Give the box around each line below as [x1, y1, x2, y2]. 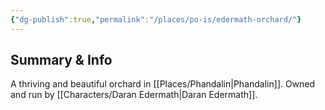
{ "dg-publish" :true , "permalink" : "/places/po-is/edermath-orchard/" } [10, 14, 302, 25]
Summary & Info [10, 52, 113, 69]
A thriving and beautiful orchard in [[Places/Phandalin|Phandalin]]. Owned [10, 78, 316, 90]
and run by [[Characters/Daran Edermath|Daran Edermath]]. [10, 89, 258, 101]
